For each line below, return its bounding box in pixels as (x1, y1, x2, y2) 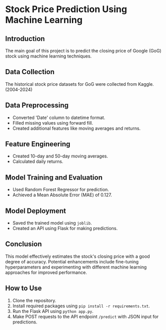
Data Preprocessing (5, 101, 69, 109)
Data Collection (5, 68, 55, 76)
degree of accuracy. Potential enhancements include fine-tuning (5, 258, 139, 264)
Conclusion (5, 240, 42, 248)
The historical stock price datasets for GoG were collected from (5, 81, 137, 87)
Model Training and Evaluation (5, 173, 103, 182)
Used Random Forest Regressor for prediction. (12, 187, 109, 193)
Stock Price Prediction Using (5, 4, 127, 15)
